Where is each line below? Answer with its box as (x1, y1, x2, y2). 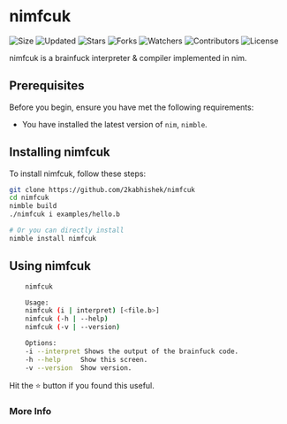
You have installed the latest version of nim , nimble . (21, 119, 208, 129)
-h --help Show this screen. (25, 355, 148, 364)
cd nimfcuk (9, 193, 49, 203)
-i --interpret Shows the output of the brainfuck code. (25, 347, 239, 356)
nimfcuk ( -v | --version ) (25, 323, 121, 332)
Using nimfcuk (9, 258, 91, 274)
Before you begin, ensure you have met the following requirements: (9, 102, 254, 112)
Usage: (25, 298, 49, 307)
